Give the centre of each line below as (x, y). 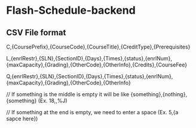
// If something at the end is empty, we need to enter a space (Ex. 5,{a (92, 112)
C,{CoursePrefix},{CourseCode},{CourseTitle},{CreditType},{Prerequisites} (98, 47)
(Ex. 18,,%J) (53, 100)
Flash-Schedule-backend (71, 10)
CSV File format (36, 33)
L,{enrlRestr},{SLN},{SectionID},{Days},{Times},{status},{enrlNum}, (89, 58)
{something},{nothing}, (159, 94)
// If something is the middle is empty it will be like (68, 94)
